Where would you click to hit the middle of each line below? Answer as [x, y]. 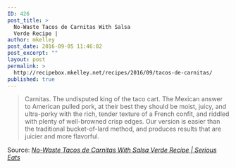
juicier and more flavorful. [62, 136]
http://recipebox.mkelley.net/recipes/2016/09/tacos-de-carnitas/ [113, 72]
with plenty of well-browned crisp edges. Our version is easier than [122, 122]
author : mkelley [31, 40]
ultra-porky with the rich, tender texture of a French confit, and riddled [127, 114]
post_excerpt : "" [33, 53]
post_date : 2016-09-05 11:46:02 [55, 46]
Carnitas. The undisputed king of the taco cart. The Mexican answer [124, 99]
